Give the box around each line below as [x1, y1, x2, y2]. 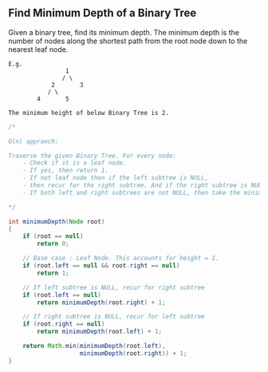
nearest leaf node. [8, 44, 69, 54]
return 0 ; [37, 239, 69, 248]
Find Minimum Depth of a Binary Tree [8, 6, 197, 20]
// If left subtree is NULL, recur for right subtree [22, 283, 205, 291]
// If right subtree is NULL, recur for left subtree [22, 313, 205, 321]
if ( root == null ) [22, 232, 84, 240]
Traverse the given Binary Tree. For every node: [8, 152, 177, 160]
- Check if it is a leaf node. [22, 159, 127, 167]
